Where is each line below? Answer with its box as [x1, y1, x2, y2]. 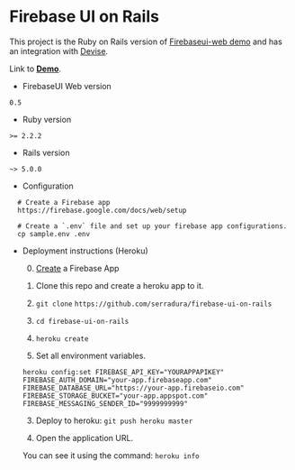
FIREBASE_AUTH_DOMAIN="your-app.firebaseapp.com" [22, 375, 213, 384]
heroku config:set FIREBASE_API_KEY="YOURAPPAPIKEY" [22, 367, 225, 376]
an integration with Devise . [9, 45, 109, 56]
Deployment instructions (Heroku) [22, 245, 148, 256]
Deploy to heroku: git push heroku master [35, 415, 193, 426]
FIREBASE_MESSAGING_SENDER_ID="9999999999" [22, 399, 189, 408]
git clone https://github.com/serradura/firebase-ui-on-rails [35, 300, 273, 309]
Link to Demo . [9, 63, 61, 74]
